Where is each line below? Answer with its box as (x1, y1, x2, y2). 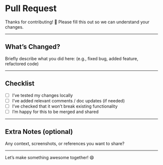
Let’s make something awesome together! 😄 (5, 154, 95, 160)
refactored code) (5, 61, 39, 66)
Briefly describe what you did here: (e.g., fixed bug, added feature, (5, 55, 138, 61)
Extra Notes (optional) (5, 128, 73, 136)
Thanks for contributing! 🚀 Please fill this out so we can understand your (5, 19, 149, 25)
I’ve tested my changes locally (12, 92, 73, 98)
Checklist (5, 80, 35, 88)
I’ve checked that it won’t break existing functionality (12, 103, 118, 109)
